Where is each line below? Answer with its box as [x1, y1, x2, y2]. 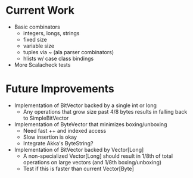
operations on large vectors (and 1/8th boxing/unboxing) [23, 158, 162, 165]
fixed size [23, 36, 47, 43]
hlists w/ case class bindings [23, 55, 94, 62]
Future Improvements [5, 82, 114, 96]
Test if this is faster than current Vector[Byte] [23, 165, 135, 172]
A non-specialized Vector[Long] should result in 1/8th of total [23, 152, 173, 160]
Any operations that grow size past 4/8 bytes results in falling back [23, 108, 188, 115]
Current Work [5, 4, 75, 17]
